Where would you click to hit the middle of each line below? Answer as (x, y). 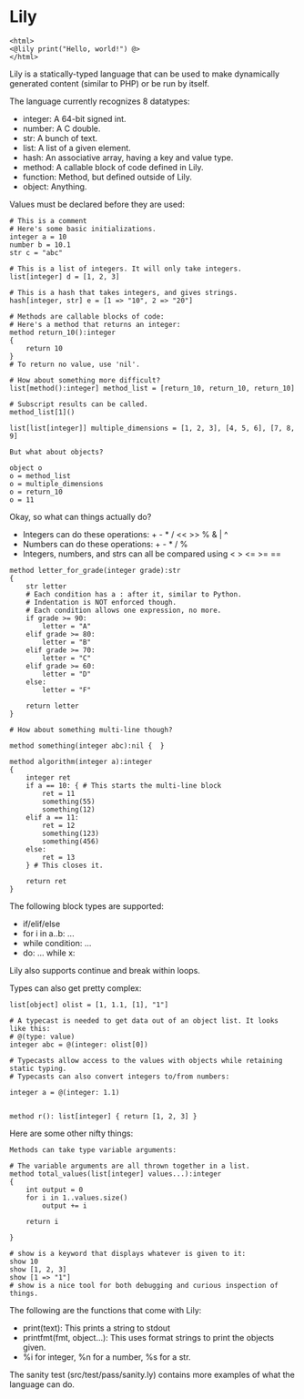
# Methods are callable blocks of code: (87, 316)
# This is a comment (49, 220)
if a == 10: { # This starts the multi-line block (124, 785)
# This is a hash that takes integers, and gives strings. (124, 292)
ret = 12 (59, 825)
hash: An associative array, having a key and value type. (128, 158)
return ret (46, 881)
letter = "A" (67, 626)
